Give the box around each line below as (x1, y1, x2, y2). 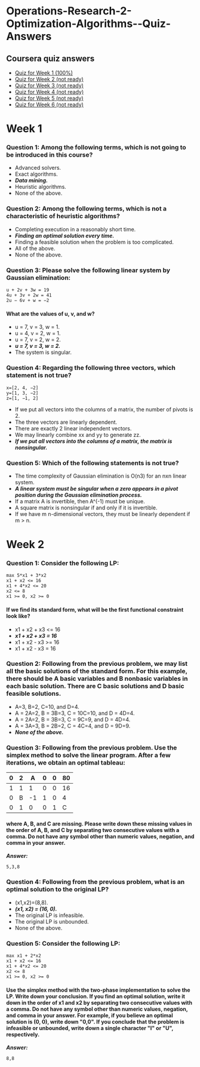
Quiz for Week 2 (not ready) (14, 76, 84, 82)
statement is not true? (6, 371, 72, 380)
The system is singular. (14, 348, 72, 356)
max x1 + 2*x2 (6, 952, 42, 959)
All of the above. (14, 244, 56, 252)
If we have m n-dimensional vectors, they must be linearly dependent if (14, 510, 190, 518)
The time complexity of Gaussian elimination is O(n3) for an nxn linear (14, 472, 187, 479)
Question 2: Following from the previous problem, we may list (6, 659, 188, 668)
